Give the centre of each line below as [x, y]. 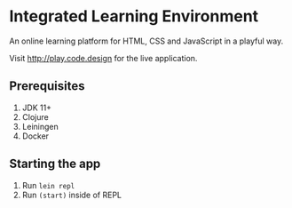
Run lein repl [48, 185]
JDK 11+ [36, 108]
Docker [36, 136]
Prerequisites [47, 86]
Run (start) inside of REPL [72, 195]
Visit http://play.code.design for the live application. [103, 58]
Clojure [35, 116]
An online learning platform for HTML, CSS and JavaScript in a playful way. [146, 41]
